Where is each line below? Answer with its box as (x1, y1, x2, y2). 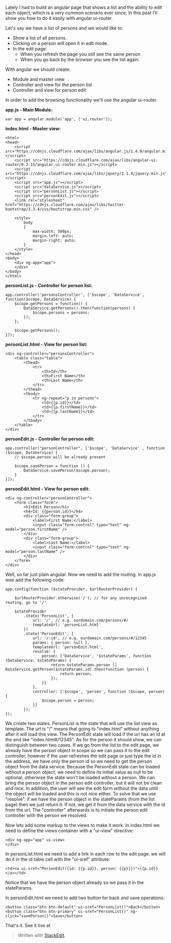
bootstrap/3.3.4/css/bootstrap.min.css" (5, 207, 93, 212)
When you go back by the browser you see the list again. (20, 57, 140, 63)
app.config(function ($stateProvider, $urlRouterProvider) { (5, 587, 138, 592)
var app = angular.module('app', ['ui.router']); (5, 117, 113, 122)
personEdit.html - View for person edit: (5, 486, 90, 492)
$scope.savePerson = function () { (14, 463, 90, 468)
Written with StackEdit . (17, 932, 66, 938)
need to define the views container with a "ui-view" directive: (5, 827, 134, 834)
